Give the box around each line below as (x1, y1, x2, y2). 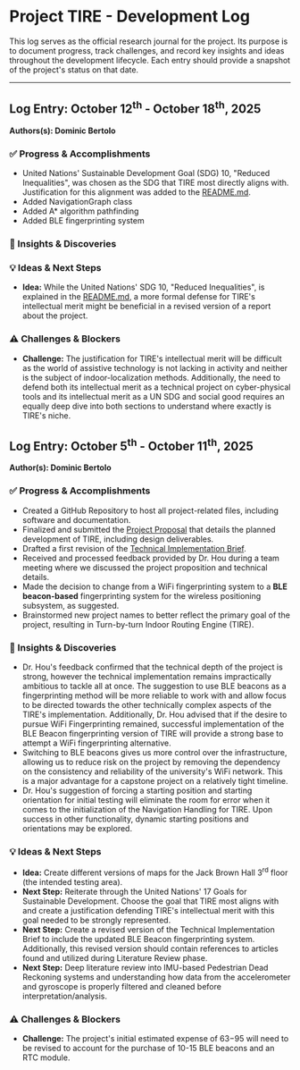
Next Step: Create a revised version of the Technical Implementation (21, 923, 275, 935)
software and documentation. (21, 514, 131, 525)
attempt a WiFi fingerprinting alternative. (21, 737, 171, 748)
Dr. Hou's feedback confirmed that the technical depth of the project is (21, 661, 283, 672)
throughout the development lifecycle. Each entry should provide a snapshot (9, 55, 291, 65)
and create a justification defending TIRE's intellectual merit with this (21, 905, 275, 915)
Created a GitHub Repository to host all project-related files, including (21, 505, 279, 516)
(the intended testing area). (21, 876, 123, 887)
